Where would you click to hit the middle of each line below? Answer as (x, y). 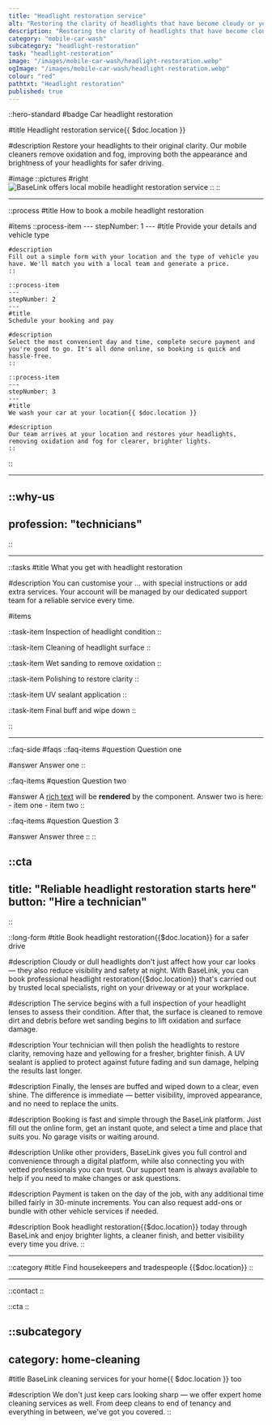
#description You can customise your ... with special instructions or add (128, 583)
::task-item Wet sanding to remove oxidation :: (85, 663)
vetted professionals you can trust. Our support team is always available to (133, 1170)
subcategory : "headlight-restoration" (74, 46)
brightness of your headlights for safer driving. (86, 163)
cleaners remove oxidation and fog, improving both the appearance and (128, 154)
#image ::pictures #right (49, 178)
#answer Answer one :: (47, 765)
